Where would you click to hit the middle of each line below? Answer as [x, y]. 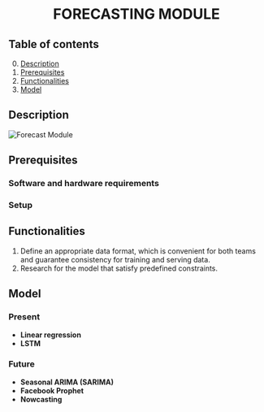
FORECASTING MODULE [136, 14]
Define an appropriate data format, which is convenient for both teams [138, 251]
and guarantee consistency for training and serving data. [115, 259]
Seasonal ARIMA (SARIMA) [67, 382]
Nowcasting [41, 399]
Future [22, 364]
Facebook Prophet [52, 390]
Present [24, 317]
